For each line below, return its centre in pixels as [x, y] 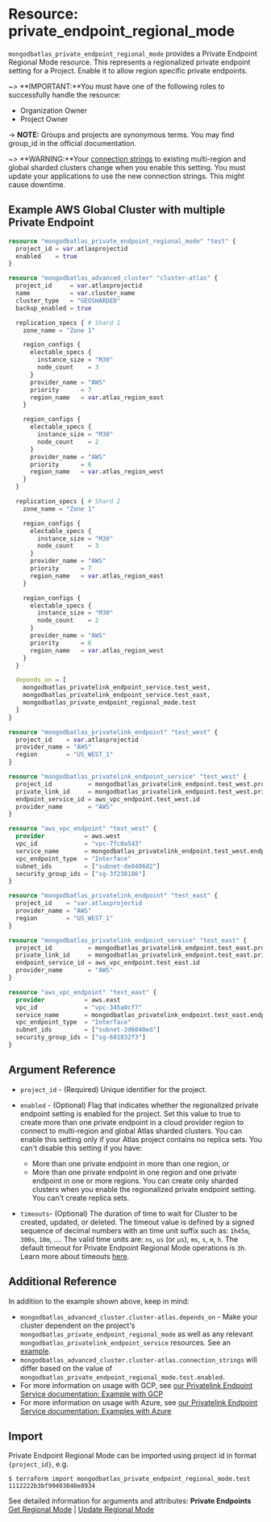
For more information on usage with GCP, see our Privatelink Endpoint [136, 1385]
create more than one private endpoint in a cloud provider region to [132, 1122]
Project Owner [44, 119]
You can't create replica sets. [81, 1198]
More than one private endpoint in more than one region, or [131, 1163]
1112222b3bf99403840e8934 [52, 1486]
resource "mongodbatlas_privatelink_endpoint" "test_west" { [113, 732]
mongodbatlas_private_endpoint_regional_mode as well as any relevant [136, 1334]
